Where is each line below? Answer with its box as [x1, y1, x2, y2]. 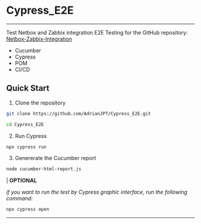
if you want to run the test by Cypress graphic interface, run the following [6, 189, 187, 196]
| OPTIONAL [6, 177, 37, 184]
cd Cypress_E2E [6, 121, 44, 127]
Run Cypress [14, 132, 47, 139]
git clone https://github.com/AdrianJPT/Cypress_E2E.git [6, 111, 151, 116]
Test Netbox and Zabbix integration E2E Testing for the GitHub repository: [6, 29, 188, 36]
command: [6, 195, 33, 202]
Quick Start [6, 83, 50, 93]
